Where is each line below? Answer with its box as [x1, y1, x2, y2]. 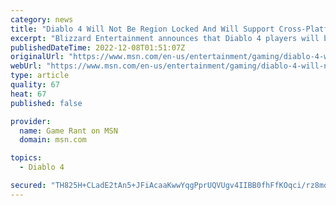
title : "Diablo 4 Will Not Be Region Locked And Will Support [10, 24, 275, 34]
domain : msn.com [19, 135, 87, 145]
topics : [10, 153, 43, 163]
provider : [10, 116, 52, 126]
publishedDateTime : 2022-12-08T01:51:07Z [10, 42, 186, 53]
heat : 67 [10, 89, 47, 99]
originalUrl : [10, 52, 65, 62]
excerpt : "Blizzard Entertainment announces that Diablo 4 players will [10, 33, 320, 43]
